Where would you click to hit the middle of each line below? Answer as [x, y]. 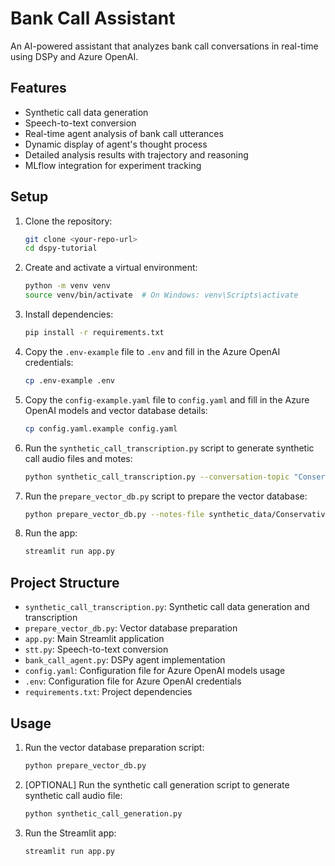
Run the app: [51, 533]
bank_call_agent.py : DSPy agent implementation [125, 660]
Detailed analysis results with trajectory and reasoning [136, 154]
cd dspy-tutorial [61, 248]
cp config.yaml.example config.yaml [101, 428]
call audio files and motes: [78, 458]
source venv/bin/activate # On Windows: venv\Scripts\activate [161, 295]
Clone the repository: [68, 221]
